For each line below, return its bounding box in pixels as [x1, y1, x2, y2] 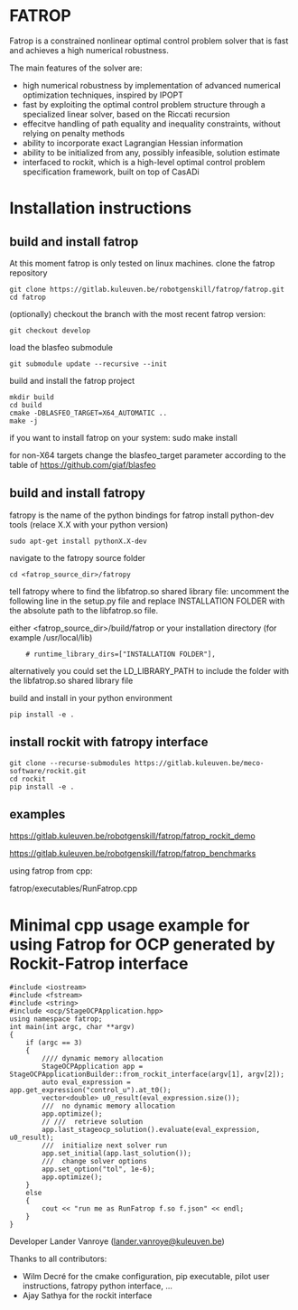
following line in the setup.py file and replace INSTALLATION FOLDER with [9, 595, 285, 606]
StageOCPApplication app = [42, 1062, 144, 1071]
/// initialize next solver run [42, 1141, 168, 1150]
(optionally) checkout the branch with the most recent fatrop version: [9, 308, 266, 319]
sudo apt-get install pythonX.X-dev [9, 537, 147, 546]
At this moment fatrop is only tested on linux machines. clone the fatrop [9, 257, 275, 268]
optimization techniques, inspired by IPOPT [22, 89, 183, 100]
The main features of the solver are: [9, 62, 143, 73]
